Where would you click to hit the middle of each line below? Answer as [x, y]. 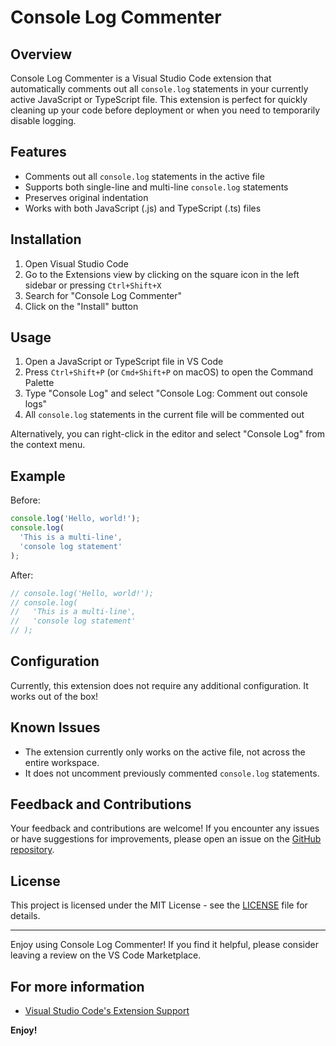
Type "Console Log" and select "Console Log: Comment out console [166, 393]
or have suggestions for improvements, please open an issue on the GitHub [166, 839]
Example [38, 476]
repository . [32, 850]
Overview [41, 54]
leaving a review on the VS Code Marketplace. [106, 955]
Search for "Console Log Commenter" [103, 295]
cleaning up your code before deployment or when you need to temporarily [165, 110]
